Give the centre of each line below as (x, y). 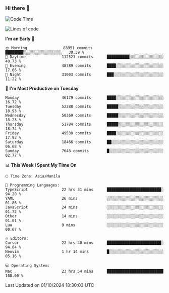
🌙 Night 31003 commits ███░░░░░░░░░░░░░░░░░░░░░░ (84, 75)
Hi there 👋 (18, 8)
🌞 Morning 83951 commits (49, 48)
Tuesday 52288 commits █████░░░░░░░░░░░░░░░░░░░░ (84, 107)
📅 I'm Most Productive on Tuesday (42, 89)
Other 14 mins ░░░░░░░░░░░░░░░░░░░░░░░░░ (84, 216)
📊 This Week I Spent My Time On (41, 165)
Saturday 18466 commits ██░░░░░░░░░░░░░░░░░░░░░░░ (84, 142)
